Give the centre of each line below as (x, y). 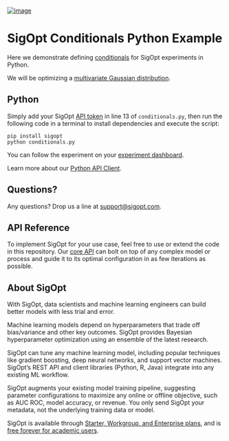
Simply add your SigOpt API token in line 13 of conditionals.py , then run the (115, 116)
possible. (20, 266)
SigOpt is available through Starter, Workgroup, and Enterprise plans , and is (114, 423)
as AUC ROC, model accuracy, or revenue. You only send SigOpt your (106, 403)
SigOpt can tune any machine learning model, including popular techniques (114, 353)
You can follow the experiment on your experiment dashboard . (96, 155)
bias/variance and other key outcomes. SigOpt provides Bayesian (100, 332)
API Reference (39, 228)
